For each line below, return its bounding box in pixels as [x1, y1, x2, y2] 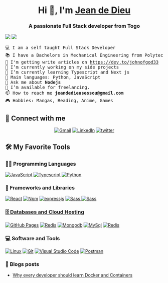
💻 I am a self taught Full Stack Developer [5, 45, 116, 51]
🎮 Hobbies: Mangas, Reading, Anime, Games [5, 98, 113, 104]
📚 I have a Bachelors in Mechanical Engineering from [5, 52, 142, 58]
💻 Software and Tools [5, 235, 60, 242]
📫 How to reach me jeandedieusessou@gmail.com [5, 90, 124, 96]
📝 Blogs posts [5, 260, 39, 267]
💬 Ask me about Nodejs [5, 80, 61, 85]
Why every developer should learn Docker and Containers [12, 272, 133, 278]
